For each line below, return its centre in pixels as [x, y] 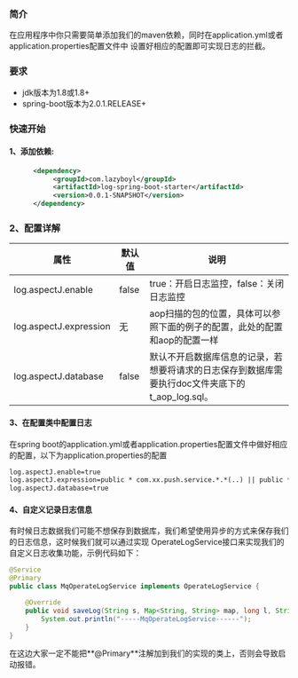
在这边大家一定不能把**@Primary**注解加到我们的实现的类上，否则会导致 [144, 653]
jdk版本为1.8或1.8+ [56, 92]
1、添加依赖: [32, 152]
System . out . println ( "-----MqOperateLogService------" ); [146, 619]
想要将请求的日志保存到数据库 [212, 370]
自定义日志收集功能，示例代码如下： [75, 553]
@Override [43, 603]
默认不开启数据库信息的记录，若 [216, 357]
